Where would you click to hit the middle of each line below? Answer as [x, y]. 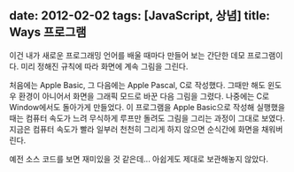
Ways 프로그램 [48, 32]
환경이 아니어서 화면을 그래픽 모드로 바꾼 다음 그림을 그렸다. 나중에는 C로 [144, 96]
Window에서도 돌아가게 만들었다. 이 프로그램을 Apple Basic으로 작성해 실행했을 [147, 107]
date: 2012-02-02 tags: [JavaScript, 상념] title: [139, 16]
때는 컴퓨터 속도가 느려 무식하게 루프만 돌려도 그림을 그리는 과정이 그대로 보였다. [147, 118]
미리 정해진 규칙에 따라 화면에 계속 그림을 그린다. [104, 66]
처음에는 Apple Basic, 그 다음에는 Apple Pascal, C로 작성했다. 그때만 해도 [137, 85]
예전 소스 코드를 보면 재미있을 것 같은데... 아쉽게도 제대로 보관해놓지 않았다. [139, 159]
